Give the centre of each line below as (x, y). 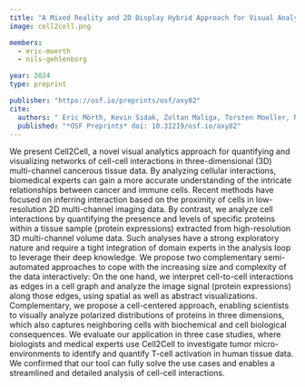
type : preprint (38, 84)
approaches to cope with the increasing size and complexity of (169, 267)
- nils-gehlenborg (53, 60)
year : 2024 (30, 76)
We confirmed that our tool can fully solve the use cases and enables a (142, 363)
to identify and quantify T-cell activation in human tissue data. (178, 353)
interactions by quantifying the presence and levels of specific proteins (142, 219)
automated (30, 267)
